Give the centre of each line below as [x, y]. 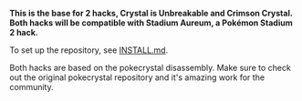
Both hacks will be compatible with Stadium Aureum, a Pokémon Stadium [151, 23]
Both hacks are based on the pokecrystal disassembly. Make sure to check [151, 68]
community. [31, 87]
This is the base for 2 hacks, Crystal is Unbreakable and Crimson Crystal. [151, 13]
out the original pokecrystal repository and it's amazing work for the [137, 77]
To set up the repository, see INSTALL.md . [89, 50]
